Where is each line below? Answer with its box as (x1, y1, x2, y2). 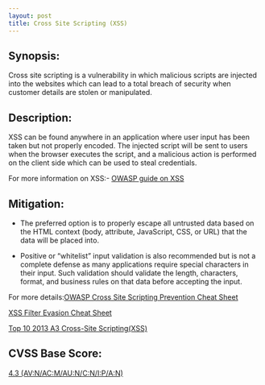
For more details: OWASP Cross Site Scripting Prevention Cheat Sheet (8, 292, 239, 302)
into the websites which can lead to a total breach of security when (8, 79, 231, 89)
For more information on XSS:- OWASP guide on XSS (8, 174, 184, 184)
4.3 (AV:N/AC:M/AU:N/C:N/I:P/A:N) (8, 368, 123, 378)
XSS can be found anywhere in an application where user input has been (8, 132, 251, 142)
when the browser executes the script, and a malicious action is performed (8, 150, 257, 159)
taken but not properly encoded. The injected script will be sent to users (8, 141, 248, 151)
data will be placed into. (19, 235, 99, 245)
